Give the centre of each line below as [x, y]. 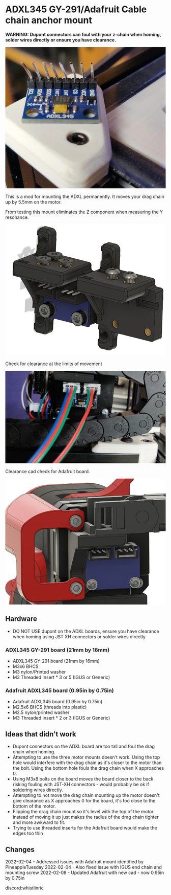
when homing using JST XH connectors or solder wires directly [79, 636]
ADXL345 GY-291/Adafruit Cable [76, 9]
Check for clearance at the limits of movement [54, 364]
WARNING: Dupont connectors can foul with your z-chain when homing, [83, 34]
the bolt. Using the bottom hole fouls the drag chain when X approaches [88, 768]
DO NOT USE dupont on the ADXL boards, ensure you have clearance [86, 631]
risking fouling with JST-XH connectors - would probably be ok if [81, 785]
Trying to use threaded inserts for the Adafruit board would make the [85, 828]
